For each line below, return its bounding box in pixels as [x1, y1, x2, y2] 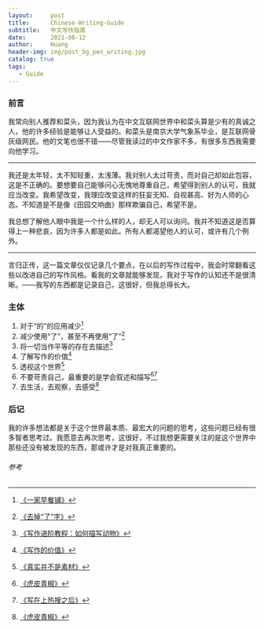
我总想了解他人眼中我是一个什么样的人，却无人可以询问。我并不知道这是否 [8, 216, 249, 226]
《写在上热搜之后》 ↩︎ [19, 595, 90, 605]
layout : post [8, 11, 65, 20]
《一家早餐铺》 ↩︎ [19, 495, 76, 505]
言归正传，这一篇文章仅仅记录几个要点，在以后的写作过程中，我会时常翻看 [8, 260, 249, 270]
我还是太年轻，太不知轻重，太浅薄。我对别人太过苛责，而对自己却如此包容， [8, 170, 256, 179]
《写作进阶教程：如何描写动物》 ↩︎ [19, 528, 131, 539]
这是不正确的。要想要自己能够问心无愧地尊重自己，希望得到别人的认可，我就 [8, 180, 256, 189]
